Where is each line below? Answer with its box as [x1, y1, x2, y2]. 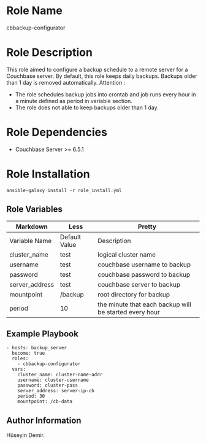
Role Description [6, 45, 93, 60]
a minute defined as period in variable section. [15, 97, 133, 104]
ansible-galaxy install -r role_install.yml [6, 187, 122, 193]
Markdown [15, 222, 48, 231]
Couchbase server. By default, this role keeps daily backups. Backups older [6, 72, 197, 80]
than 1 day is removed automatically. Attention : [6, 79, 126, 86]
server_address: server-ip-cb [17, 388, 95, 394]
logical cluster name [97, 250, 156, 258]
